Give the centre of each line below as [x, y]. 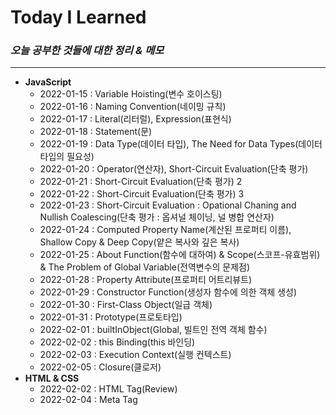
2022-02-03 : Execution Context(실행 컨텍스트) [135, 355]
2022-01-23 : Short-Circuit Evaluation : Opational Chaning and [168, 205]
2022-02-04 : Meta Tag [88, 400]
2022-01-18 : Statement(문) [96, 132]
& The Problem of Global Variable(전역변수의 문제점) [145, 267]
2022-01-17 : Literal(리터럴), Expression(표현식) [135, 119]
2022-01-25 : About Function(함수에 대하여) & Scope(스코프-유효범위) [180, 255]
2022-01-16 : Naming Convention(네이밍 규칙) [133, 107]
